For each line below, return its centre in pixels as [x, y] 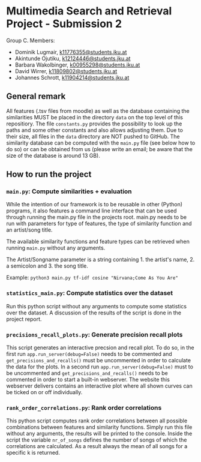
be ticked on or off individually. [44, 392]
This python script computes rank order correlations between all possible [97, 421]
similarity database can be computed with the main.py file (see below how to [101, 143]
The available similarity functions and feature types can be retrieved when [98, 242]
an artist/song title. [29, 230]
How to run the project [49, 174]
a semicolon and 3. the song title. [47, 266]
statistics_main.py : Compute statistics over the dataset [90, 293]
